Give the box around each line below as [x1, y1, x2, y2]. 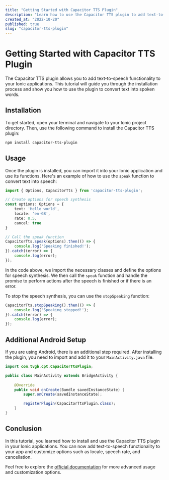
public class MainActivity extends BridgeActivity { [5, 373, 118, 378]
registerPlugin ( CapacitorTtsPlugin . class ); [23, 401, 116, 406]
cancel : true [14, 220, 42, 225]
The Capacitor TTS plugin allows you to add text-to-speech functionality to [5, 75, 161, 81]
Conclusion [5, 424, 42, 433]
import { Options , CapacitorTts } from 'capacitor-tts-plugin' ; [5, 188, 143, 193]
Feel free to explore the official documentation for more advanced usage [5, 463, 156, 470]
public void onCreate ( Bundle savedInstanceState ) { [14, 387, 125, 392]
